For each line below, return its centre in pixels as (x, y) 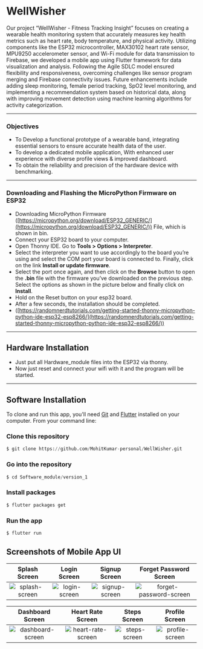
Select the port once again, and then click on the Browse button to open (105, 272)
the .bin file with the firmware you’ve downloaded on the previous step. (104, 278)
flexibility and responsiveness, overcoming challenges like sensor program (99, 73)
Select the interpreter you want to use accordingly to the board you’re (102, 252)
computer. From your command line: (51, 421)
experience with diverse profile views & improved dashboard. (91, 159)
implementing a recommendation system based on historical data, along (96, 92)
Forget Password (165, 569)
